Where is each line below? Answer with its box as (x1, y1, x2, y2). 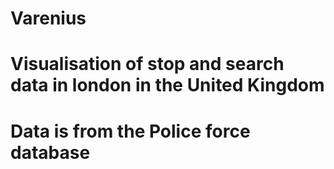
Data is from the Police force (10, 120, 251, 142)
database (10, 141, 91, 164)
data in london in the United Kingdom (10, 74, 325, 97)
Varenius (10, 7, 87, 30)
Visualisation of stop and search (10, 53, 285, 76)
